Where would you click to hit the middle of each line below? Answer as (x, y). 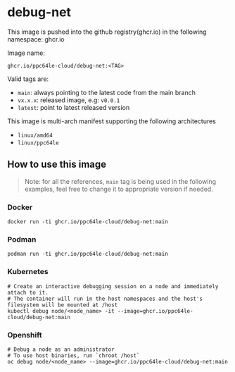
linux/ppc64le (38, 143)
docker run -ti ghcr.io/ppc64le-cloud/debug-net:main (88, 222)
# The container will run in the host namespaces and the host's (105, 299)
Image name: (26, 53)
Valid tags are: (28, 79)
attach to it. (28, 292)
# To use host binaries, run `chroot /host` (74, 355)
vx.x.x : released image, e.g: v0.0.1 (69, 100)
